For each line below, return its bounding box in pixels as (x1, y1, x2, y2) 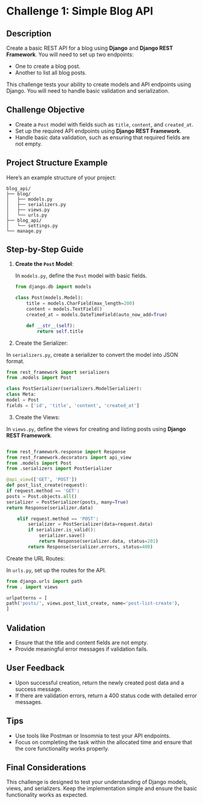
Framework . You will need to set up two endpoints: (6, 51, 134, 58)
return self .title (37, 328, 84, 334)
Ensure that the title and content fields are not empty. (15, 639, 148, 646)
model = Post (6, 397, 39, 404)
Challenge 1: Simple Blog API (6, 4, 153, 18)
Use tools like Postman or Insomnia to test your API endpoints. (15, 732, 171, 739)
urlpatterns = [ (6, 595, 47, 601)
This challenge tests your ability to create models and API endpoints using (6, 81, 191, 88)
